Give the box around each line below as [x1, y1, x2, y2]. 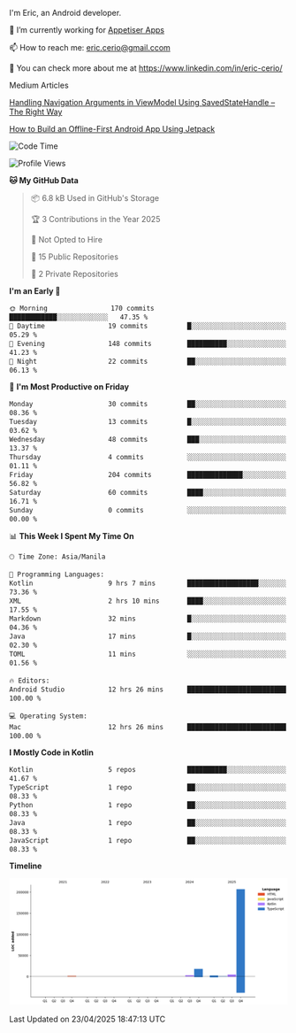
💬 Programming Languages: [9, 570, 104, 579]
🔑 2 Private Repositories [30, 269, 119, 279]
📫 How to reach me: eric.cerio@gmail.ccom [9, 42, 171, 52]
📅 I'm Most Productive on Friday [9, 382, 130, 392]
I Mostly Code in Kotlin [9, 747, 95, 758]
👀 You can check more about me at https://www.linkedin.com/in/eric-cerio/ [9, 63, 283, 73]
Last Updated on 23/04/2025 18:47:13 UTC [9, 1014, 166, 1025]
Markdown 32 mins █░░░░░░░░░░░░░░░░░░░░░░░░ [9, 614, 287, 623]
